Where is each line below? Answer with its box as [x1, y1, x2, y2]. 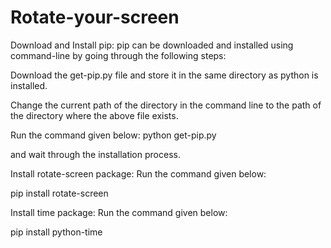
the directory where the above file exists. [10, 109, 179, 121]
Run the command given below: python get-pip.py [10, 129, 217, 141]
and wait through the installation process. [10, 148, 181, 160]
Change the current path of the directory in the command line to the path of [10, 99, 322, 111]
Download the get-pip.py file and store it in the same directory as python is [10, 69, 319, 81]
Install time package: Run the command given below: [10, 206, 228, 218]
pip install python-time [10, 226, 103, 238]
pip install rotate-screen [10, 187, 109, 199]
